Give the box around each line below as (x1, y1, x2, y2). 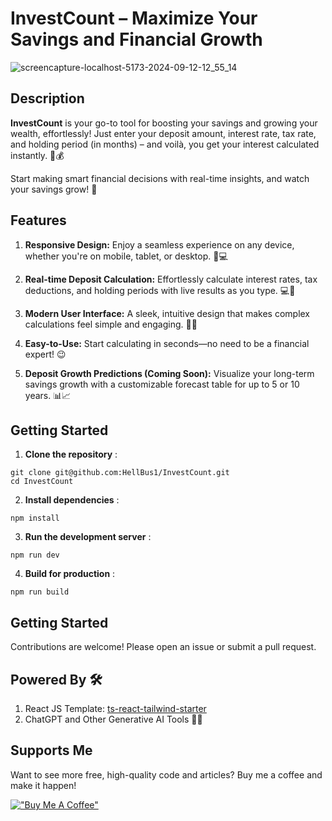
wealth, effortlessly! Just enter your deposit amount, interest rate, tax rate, (10, 127, 317, 139)
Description (10, 90, 85, 107)
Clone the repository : (24, 448, 118, 461)
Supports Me (10, 742, 93, 759)
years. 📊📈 (24, 389, 72, 401)
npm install (10, 513, 60, 524)
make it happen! (10, 779, 77, 791)
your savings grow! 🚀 (10, 183, 98, 195)
